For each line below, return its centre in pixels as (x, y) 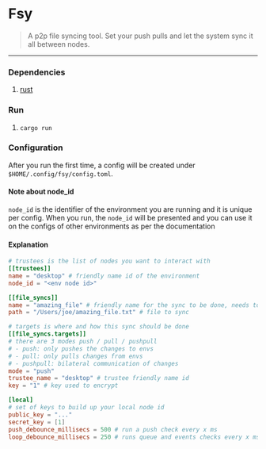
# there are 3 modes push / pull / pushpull (83, 342)
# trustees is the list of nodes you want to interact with (110, 261)
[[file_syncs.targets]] (47, 334)
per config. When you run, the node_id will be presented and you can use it (130, 218)
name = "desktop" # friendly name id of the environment (104, 276)
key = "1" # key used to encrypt (63, 386)
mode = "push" (32, 371)
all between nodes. (59, 44)
